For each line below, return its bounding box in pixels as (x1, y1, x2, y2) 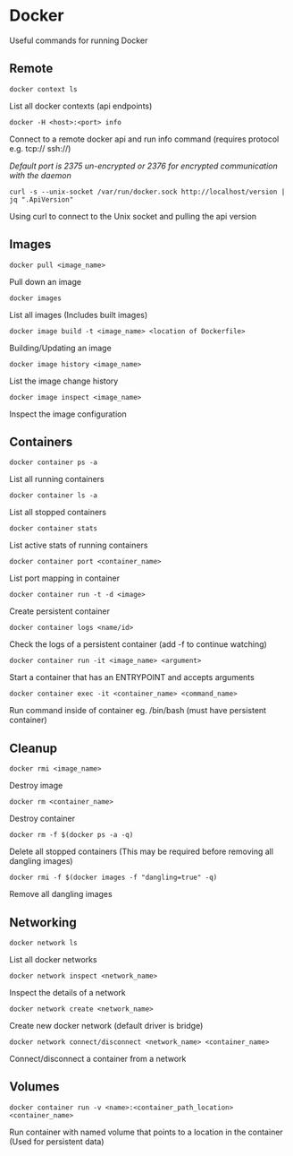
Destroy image (9, 781, 63, 791)
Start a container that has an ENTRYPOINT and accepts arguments (9, 672, 255, 683)
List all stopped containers (9, 507, 107, 518)
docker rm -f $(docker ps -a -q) (9, 831, 134, 840)
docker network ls (9, 938, 78, 947)
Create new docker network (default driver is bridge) (9, 1021, 204, 1031)
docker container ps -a (9, 458, 98, 467)
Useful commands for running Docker (9, 35, 148, 46)
